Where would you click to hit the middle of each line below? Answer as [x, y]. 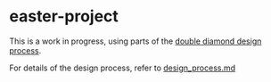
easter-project [64, 16]
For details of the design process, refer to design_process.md [123, 68]
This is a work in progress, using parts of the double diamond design [135, 41]
